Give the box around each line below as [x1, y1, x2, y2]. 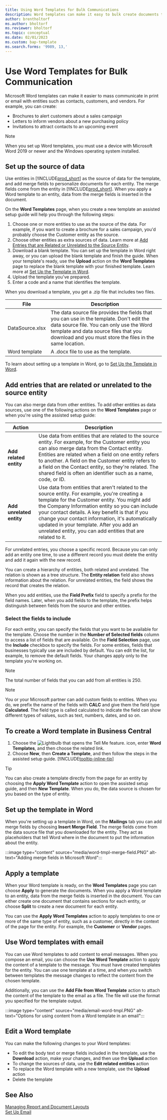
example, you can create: [5, 103, 57, 109]
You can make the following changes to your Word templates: [5, 1040, 131, 1046]
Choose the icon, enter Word [12, 740, 162, 746]
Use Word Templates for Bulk [5, 66, 128, 77]
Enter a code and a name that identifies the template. [12, 279, 121, 285]
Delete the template [12, 1076, 53, 1082]
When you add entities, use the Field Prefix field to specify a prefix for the [5, 592, 157, 598]
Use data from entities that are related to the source [38, 432, 159, 439]
